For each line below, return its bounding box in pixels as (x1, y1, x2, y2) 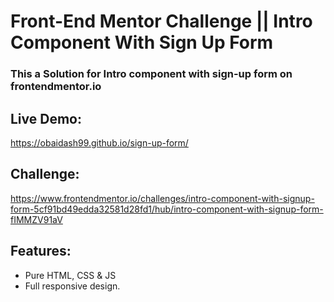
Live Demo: (10, 110, 82, 127)
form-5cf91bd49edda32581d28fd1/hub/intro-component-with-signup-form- (10, 203, 324, 215)
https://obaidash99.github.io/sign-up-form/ (10, 136, 189, 149)
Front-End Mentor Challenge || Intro (10, 10, 313, 33)
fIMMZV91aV (10, 213, 63, 225)
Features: (10, 243, 72, 260)
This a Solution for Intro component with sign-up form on (10, 67, 293, 81)
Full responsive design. (24, 280, 121, 292)
